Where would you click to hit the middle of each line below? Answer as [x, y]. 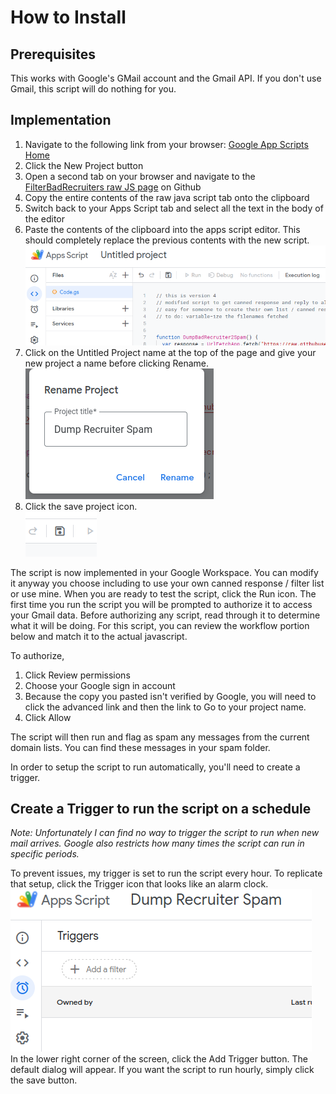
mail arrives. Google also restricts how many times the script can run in [157, 843]
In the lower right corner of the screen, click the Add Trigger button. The [159, 1059]
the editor [44, 218]
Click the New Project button [84, 165]
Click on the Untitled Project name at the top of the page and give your [170, 352]
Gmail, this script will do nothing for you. [93, 89]
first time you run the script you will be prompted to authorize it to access [161, 604]
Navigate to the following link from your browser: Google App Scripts [166, 144]
